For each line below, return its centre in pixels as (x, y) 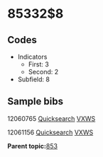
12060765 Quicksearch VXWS (51, 118)
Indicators (32, 57)
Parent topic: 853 (33, 146)
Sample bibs (36, 101)
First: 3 (39, 64)
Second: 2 (43, 72)
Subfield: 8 (33, 79)
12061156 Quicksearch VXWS (50, 132)
